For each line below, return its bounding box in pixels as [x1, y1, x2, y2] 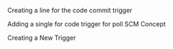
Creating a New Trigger [7, 33, 76, 42]
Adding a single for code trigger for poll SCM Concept [7, 20, 166, 28]
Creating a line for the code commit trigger [7, 6, 133, 14]
